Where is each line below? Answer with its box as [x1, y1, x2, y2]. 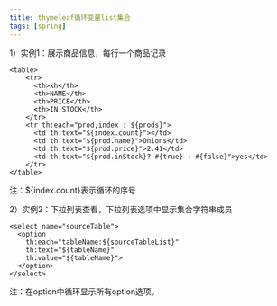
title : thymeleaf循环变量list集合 [9, 13, 131, 22]
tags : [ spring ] [9, 22, 67, 31]
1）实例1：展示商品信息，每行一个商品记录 [9, 47, 167, 58]
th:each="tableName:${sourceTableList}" [25, 238, 180, 247]
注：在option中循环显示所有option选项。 [9, 285, 160, 297]
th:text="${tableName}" [25, 245, 115, 255]
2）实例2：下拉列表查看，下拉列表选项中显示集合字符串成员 [9, 203, 233, 214]
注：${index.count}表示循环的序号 [9, 184, 137, 195]
